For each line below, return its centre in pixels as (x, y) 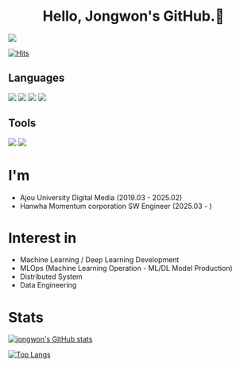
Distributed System (51, 276)
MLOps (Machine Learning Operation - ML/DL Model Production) (126, 268)
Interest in (43, 238)
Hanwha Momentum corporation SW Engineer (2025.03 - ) (116, 206)
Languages (37, 78)
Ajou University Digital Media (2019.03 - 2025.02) (101, 197)
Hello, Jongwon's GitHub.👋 (134, 16)
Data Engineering (48, 285)
